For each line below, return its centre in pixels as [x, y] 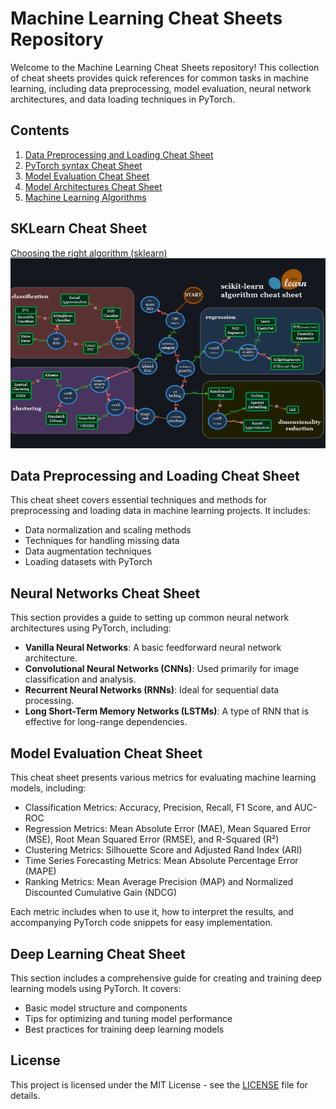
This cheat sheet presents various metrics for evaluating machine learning [163, 778]
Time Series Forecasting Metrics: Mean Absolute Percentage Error [161, 861]
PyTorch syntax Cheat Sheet [83, 165]
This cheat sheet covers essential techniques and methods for [139, 500]
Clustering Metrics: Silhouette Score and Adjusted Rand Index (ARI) [163, 850]
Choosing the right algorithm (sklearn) [89, 253]
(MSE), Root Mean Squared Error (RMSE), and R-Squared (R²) [152, 839]
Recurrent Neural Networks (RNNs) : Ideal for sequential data [152, 690]
